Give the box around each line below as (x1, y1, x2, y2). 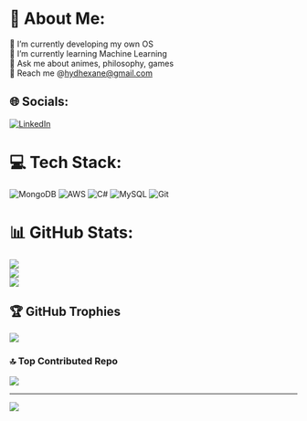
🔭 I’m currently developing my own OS (9, 38, 153, 49)
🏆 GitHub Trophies (9, 304, 122, 320)
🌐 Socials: (9, 94, 69, 110)
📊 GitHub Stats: (9, 222, 134, 243)
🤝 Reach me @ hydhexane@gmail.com (9, 68, 153, 79)
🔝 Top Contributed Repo (9, 355, 119, 368)
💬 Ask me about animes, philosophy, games (9, 58, 175, 68)
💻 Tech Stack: (9, 152, 122, 173)
